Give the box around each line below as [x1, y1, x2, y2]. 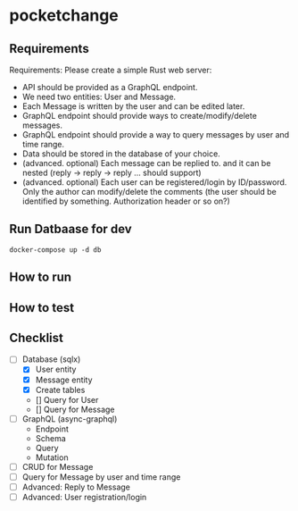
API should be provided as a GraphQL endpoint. [21, 82, 198, 92]
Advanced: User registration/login [21, 491, 147, 502]
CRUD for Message [21, 461, 94, 472]
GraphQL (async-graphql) [21, 413, 118, 424]
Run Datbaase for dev [9, 222, 132, 237]
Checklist [9, 330, 64, 345]
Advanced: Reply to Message [21, 482, 131, 492]
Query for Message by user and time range [21, 471, 181, 482]
